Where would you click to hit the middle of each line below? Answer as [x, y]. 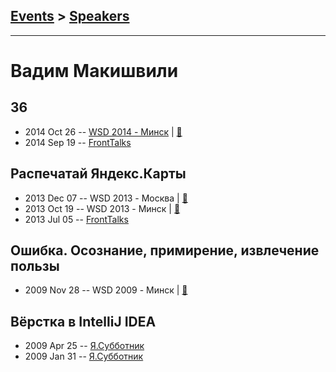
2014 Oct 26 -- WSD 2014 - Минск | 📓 [103, 131]
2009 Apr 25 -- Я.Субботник [84, 346]
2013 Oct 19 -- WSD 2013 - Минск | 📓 [102, 208]
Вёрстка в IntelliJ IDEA [83, 321]
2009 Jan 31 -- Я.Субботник [84, 356]
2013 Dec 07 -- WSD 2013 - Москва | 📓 [106, 198]
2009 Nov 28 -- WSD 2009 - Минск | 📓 [106, 290]
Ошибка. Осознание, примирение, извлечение [165, 250]
